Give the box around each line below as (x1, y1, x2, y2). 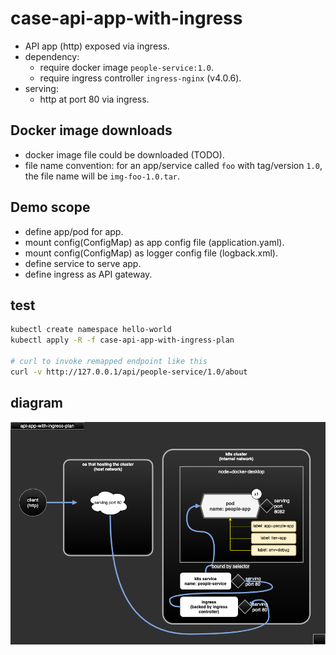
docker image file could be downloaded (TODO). (24, 148, 225, 161)
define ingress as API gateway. (24, 268, 153, 280)
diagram (10, 395, 64, 412)
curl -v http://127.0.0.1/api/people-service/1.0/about (10, 367, 248, 377)
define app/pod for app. (24, 225, 124, 237)
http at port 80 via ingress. (39, 93, 150, 105)
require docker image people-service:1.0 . (39, 61, 214, 73)
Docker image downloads (10, 122, 173, 139)
